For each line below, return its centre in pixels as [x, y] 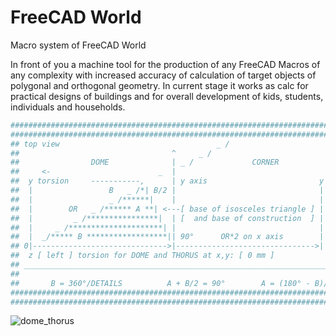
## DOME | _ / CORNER [145, 162]
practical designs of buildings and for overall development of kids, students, [167, 96]
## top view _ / [120, 144]
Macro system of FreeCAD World [78, 45]
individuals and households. [68, 107]
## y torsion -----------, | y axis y [167, 181]
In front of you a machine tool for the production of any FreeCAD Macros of [165, 64]
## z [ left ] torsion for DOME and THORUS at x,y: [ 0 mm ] [142, 256]
